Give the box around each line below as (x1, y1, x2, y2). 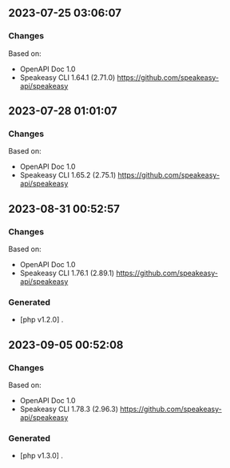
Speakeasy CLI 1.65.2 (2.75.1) (19, 170, 117, 180)
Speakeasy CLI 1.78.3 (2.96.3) (19, 404, 118, 414)
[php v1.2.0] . (19, 315, 64, 325)
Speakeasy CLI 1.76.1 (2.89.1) (19, 268, 114, 278)
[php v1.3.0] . (19, 451, 64, 461)
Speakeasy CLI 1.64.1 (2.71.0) (19, 72, 116, 82)
